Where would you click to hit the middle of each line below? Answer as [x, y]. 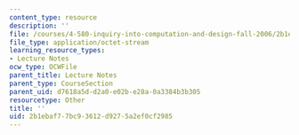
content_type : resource [53, 17]
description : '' [39, 26]
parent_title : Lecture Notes [63, 75]
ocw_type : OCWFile [43, 67]
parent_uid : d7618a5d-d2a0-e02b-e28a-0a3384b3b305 [105, 91]
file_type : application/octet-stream [79, 42]
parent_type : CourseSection [61, 83]
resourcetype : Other [48, 100]
